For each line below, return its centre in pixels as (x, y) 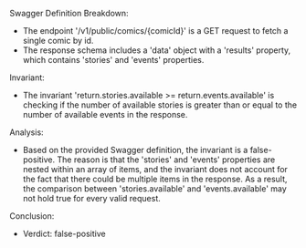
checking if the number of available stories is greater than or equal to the (160, 105)
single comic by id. (58, 41)
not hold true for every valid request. (92, 198)
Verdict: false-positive (64, 233)
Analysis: (26, 132)
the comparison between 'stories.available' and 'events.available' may (155, 189)
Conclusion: (32, 216)
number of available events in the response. (105, 114)
